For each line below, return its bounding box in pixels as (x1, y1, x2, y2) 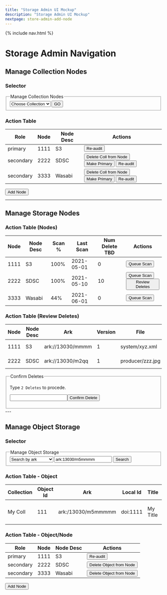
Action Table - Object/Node (5, 531, 73, 538)
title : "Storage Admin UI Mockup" (5, 7, 77, 12)
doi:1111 (121, 508, 143, 515)
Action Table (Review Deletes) (5, 312, 80, 319)
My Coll (7, 508, 26, 515)
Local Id (122, 489, 142, 496)
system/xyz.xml (120, 343, 158, 350)
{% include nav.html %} (5, 30, 54, 36)
